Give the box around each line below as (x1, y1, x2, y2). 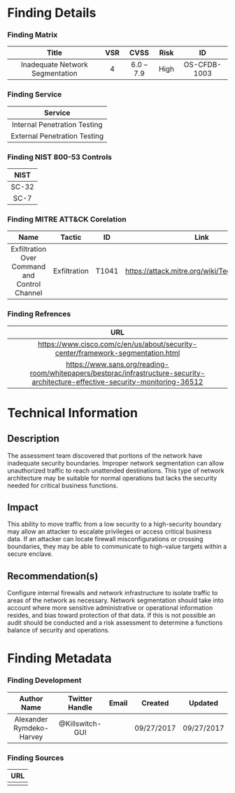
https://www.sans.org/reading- (66, 359, 169, 369)
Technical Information (7, 405, 138, 421)
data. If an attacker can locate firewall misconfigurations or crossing (7, 535, 204, 543)
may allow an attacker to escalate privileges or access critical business (7, 527, 212, 536)
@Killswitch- (58, 719, 102, 728)
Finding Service (7, 90, 62, 100)
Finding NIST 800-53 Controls (7, 152, 112, 162)
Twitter (68, 693, 93, 703)
